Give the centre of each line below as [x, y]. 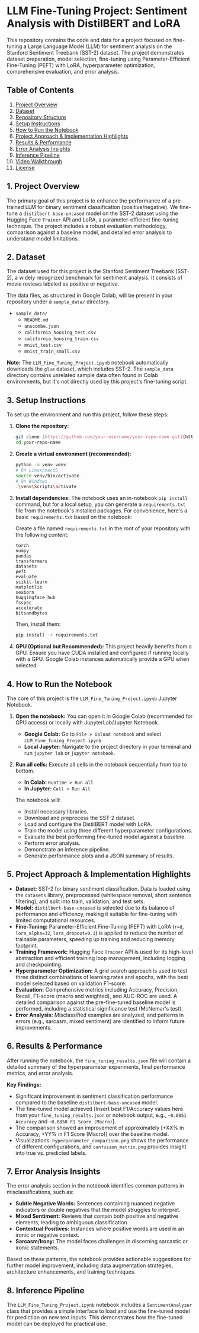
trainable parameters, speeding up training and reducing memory [95, 939]
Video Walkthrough [39, 161]
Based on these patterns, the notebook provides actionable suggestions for [99, 1259]
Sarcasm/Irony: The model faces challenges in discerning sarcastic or [102, 1242]
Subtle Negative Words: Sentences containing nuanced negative [95, 1204]
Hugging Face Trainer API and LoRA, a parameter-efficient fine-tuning [93, 219]
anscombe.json [41, 327]
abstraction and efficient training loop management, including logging [100, 958]
